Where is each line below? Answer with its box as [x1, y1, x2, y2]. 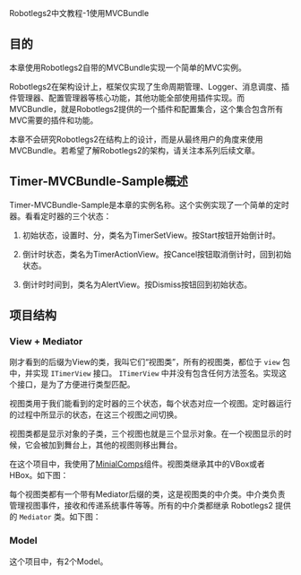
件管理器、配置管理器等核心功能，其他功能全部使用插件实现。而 [9, 92, 245, 103]
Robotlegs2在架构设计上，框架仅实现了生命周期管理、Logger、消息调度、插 [9, 81, 289, 91]
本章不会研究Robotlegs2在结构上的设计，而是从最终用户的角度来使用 [9, 134, 263, 144]
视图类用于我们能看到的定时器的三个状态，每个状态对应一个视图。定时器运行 [9, 398, 292, 409]
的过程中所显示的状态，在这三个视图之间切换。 [9, 409, 182, 420]
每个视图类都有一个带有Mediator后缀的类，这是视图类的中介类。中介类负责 [9, 489, 286, 500]
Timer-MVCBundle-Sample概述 [9, 174, 188, 189]
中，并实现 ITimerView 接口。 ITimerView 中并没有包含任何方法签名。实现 [9, 368, 279, 379]
